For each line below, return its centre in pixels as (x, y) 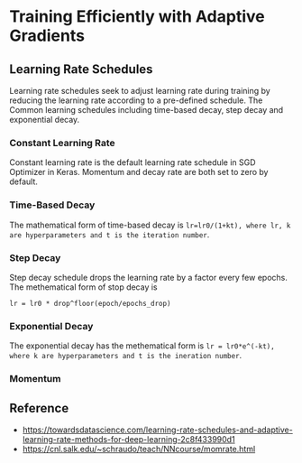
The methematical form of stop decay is (83, 287)
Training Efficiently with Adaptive (137, 17)
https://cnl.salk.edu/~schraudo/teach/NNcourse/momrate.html (139, 449)
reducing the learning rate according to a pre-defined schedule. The (136, 100)
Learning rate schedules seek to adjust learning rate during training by (140, 91)
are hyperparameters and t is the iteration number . (110, 234)
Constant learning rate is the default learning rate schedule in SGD (133, 162)
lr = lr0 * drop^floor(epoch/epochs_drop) (90, 303)
